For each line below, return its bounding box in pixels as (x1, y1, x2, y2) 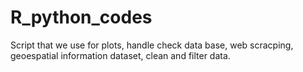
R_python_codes (10, 6, 153, 29)
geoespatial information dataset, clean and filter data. (10, 49, 231, 61)
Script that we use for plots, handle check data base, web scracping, (10, 39, 294, 51)
